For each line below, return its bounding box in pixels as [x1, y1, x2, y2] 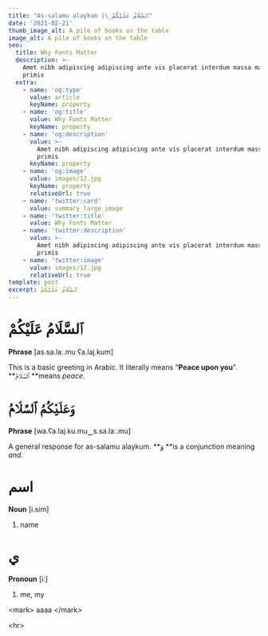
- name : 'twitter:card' [22, 197, 102, 205]
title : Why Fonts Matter [15, 49, 98, 57]
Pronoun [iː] [8, 574, 49, 583]
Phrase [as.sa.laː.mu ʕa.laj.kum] [8, 347, 114, 356]
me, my [19, 589, 45, 599]
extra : [15, 78, 37, 86]
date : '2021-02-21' [8, 19, 73, 27]
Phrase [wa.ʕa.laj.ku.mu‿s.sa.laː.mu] [8, 426, 132, 435]
